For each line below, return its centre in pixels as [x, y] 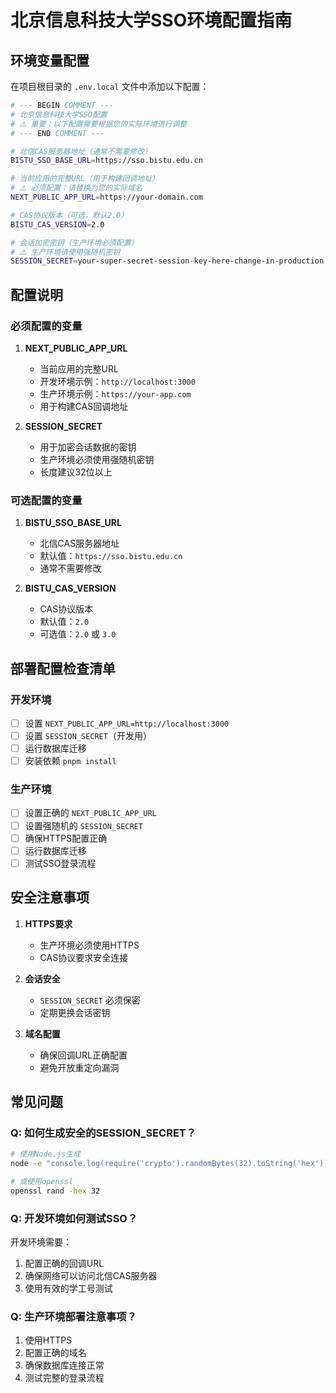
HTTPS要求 [48, 923]
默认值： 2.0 [64, 622]
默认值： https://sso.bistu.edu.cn [111, 556]
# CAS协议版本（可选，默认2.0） [69, 215]
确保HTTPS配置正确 [66, 838]
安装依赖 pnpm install [70, 761]
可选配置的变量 [46, 500]
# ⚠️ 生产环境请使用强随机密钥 [65, 252]
